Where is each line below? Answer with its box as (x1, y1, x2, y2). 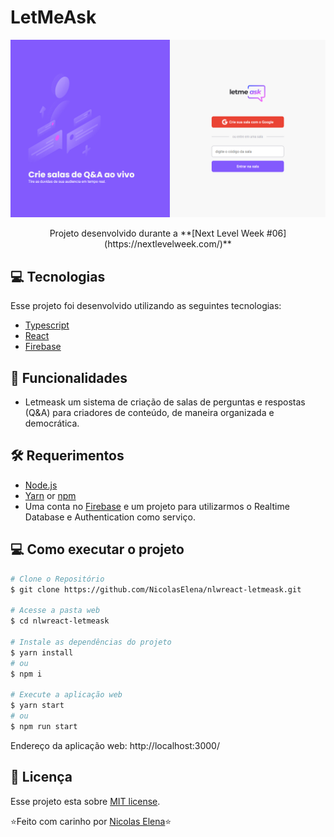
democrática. (24, 417, 80, 430)
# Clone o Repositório (10, 574, 105, 584)
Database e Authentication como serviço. (24, 511, 196, 523)
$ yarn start (10, 701, 65, 711)
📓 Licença (10, 769, 73, 786)
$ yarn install (10, 647, 74, 658)
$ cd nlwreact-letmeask (10, 616, 110, 626)
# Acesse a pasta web (10, 606, 101, 616)
